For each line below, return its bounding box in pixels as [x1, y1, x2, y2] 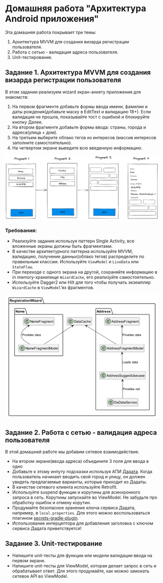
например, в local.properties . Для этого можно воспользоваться [12, 510, 150, 516]
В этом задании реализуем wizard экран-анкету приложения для [5, 89, 141, 95]
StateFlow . [12, 264, 34, 270]
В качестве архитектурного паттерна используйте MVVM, [12, 249, 133, 255]
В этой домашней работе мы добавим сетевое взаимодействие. [5, 449, 140, 455]
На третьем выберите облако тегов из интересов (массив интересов [12, 134, 157, 140]
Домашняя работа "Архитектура [5, 3, 146, 14]
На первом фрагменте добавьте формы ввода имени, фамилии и [12, 103, 148, 109]
